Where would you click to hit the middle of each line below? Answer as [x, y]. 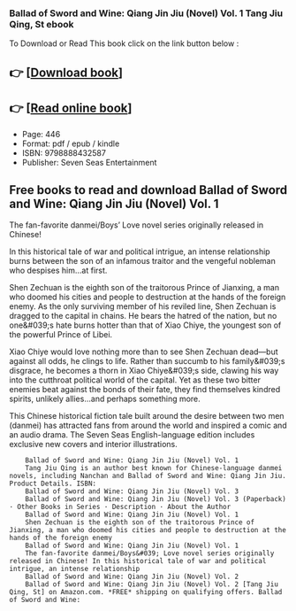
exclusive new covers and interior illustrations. [94, 445]
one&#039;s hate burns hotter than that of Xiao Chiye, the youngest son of [145, 325]
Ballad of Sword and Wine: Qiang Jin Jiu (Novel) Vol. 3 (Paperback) [156, 499]
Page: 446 [41, 134]
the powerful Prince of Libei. [61, 335]
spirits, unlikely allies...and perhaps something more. [105, 399]
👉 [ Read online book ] [71, 108]
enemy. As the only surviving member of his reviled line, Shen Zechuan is [143, 306]
